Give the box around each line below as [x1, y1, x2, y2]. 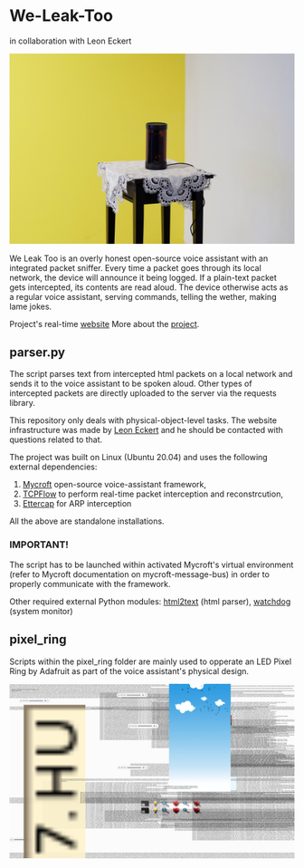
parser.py [9, 345, 66, 360]
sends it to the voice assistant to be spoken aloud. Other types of [9, 378, 252, 390]
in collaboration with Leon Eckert [9, 35, 132, 46]
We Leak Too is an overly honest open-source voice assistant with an [9, 253, 269, 264]
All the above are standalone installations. [9, 516, 165, 526]
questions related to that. [9, 434, 103, 445]
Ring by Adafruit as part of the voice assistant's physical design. [9, 665, 250, 676]
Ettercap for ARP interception [22, 498, 132, 509]
